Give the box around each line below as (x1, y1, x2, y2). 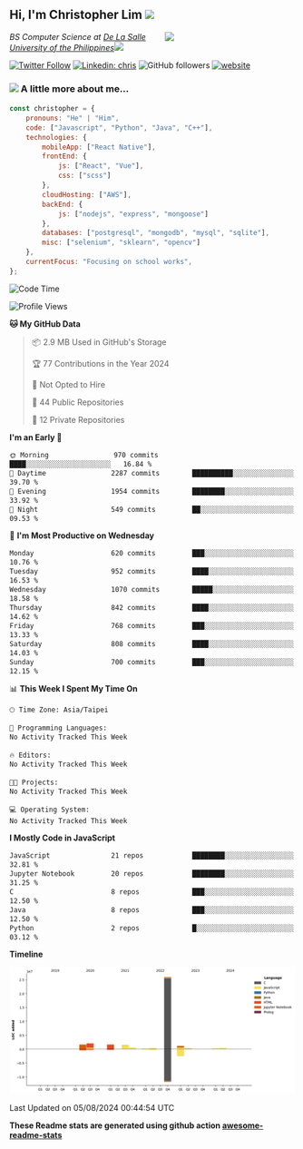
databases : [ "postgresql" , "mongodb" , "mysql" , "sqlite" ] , (42, 229, 270, 238)
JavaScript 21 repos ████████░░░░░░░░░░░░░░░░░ (9, 850, 295, 860)
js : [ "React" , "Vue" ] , (57, 162, 144, 171)
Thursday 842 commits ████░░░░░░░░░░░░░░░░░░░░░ (9, 603, 295, 612)
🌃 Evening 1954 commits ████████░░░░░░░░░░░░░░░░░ (9, 486, 295, 496)
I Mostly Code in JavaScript (9, 832, 116, 843)
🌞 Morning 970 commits (9, 450, 159, 459)
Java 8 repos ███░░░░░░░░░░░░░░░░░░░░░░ (9, 905, 295, 915)
